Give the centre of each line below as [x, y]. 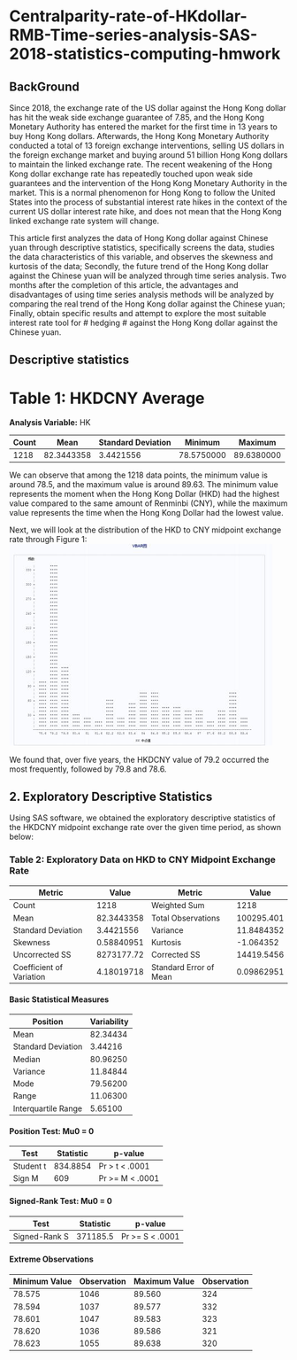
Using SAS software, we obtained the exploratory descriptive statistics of [142, 818]
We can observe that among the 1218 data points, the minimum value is [138, 475]
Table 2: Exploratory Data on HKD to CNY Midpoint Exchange [143, 859]
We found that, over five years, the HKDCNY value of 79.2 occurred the [139, 759]
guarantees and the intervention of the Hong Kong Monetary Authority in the [148, 183]
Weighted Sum [178, 905]
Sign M [26, 1178]
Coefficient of [38, 967]
